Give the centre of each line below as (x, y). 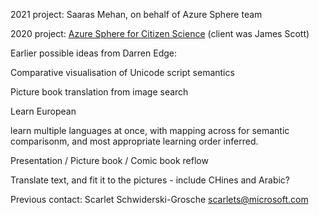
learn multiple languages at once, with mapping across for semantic (150, 130)
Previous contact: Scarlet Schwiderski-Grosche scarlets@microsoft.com (159, 199)
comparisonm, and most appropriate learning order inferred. (134, 141)
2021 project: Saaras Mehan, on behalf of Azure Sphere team (136, 14)
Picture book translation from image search (99, 92)
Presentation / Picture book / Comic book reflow (109, 160)
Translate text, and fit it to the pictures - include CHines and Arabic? (150, 180)
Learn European (43, 111)
